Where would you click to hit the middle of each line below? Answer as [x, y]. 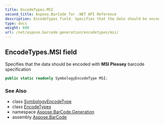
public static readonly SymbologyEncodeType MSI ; [57, 78]
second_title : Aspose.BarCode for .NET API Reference [61, 14]
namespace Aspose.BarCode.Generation [53, 112]
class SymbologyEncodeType [42, 101]
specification [18, 69]
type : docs [16, 23]
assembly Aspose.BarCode [39, 117]
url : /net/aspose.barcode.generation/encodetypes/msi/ [62, 32]
